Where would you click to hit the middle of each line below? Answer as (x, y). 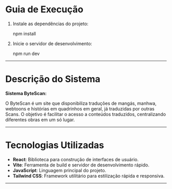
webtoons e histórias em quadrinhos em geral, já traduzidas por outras (80, 108)
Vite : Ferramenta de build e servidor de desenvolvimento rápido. (81, 165)
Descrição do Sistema (53, 79)
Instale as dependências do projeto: (50, 24)
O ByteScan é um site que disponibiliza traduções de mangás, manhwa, (81, 103)
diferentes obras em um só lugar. (40, 120)
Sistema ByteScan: (26, 93)
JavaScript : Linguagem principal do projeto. (59, 170)
